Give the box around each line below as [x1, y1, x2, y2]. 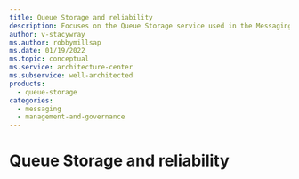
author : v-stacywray [9, 29, 86, 38]
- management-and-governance [17, 112, 125, 121]
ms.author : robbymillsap [9, 37, 101, 47]
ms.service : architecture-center [9, 63, 133, 72]
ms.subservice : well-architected [9, 71, 133, 80]
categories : [9, 95, 53, 105]
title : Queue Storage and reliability [9, 12, 153, 22]
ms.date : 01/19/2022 [9, 46, 86, 55]
